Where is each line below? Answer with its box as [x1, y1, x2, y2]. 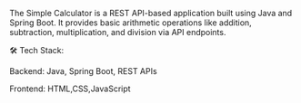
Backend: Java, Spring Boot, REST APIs [9, 66, 157, 76]
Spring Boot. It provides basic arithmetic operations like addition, [9, 17, 252, 28]
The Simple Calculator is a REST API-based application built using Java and [9, 8, 293, 18]
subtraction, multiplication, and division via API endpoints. [9, 27, 226, 37]
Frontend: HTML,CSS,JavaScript [9, 83, 131, 94]
